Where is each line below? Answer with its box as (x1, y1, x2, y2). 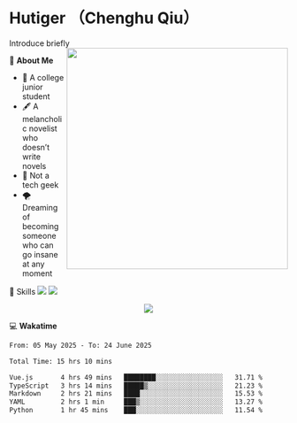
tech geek (21, 179, 59, 190)
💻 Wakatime (9, 320, 57, 331)
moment (21, 267, 53, 279)
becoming (21, 220, 59, 231)
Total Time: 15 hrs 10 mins (9, 357, 113, 365)
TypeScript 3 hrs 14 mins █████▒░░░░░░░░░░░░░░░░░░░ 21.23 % (9, 381, 263, 390)
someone (21, 230, 57, 241)
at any (21, 258, 45, 269)
